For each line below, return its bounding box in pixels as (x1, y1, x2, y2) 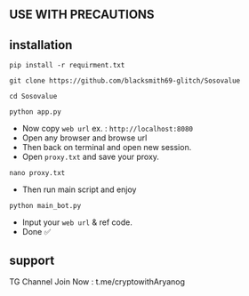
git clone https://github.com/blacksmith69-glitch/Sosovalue (9, 76, 241, 85)
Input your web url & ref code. (21, 217, 133, 228)
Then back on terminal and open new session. (21, 142, 192, 153)
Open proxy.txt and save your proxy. (21, 151, 160, 163)
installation (9, 37, 73, 52)
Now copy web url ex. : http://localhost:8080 (21, 124, 194, 134)
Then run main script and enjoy (21, 184, 137, 195)
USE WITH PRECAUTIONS (9, 7, 155, 22)
